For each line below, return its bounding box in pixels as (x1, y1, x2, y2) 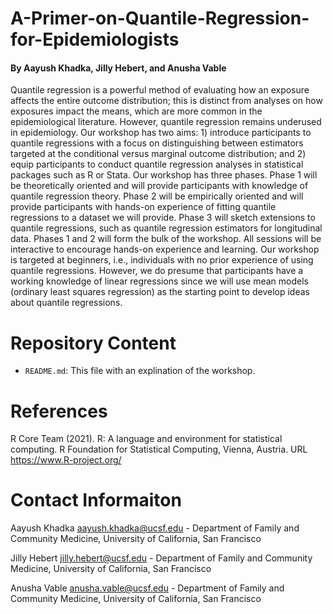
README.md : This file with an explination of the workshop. (24, 365, 256, 377)
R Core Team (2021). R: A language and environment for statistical (10, 433, 283, 445)
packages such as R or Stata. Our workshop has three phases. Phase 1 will (10, 169, 318, 181)
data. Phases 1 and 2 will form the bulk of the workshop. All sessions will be (10, 233, 322, 245)
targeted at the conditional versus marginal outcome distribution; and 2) (10, 148, 307, 160)
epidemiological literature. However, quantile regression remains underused (10, 116, 322, 128)
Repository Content (10, 332, 177, 354)
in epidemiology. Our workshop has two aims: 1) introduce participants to (10, 127, 312, 139)
